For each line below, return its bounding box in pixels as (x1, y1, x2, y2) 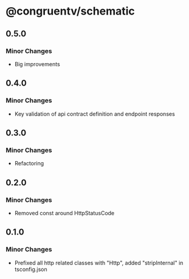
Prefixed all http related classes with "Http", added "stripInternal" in (14, 259, 184, 266)
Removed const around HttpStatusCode (14, 209, 115, 216)
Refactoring (14, 160, 44, 167)
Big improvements (14, 60, 60, 67)
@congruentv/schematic (5, 4, 135, 18)
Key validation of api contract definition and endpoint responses (14, 110, 176, 117)
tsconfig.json (14, 266, 47, 273)
